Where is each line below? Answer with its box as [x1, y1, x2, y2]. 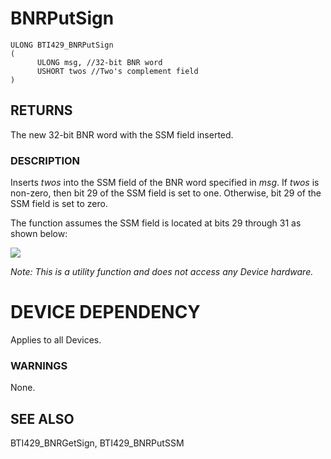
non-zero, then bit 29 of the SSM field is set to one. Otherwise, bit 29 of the [10, 187, 322, 199]
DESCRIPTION [10, 153, 81, 167]
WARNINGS [10, 358, 68, 372]
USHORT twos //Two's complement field [36, 66, 199, 76]
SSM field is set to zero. [10, 198, 108, 210]
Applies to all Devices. [10, 333, 102, 346]
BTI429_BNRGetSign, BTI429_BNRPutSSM [10, 437, 185, 449]
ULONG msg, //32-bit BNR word [36, 57, 163, 67]
